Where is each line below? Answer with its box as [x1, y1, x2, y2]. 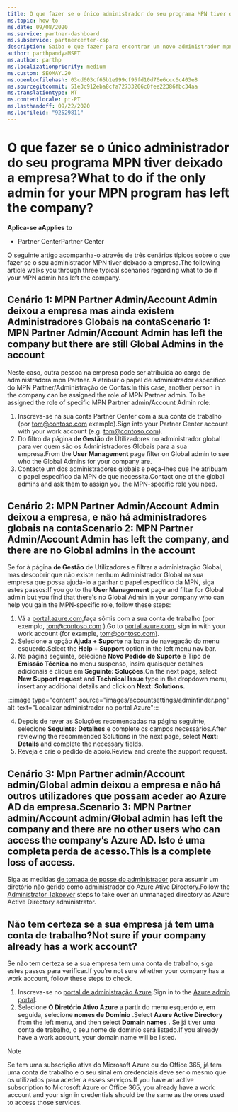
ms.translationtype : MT [7, 89, 78, 96]
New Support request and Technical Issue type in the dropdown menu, [17, 674, 228, 683]
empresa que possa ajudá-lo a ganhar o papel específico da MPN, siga [7, 578, 215, 586]
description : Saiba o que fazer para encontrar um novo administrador [7, 43, 220, 50]
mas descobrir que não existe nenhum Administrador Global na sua [7, 571, 204, 579]
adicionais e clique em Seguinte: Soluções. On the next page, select [17, 667, 217, 676]
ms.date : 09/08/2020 [7, 23, 69, 30]
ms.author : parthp [7, 57, 62, 64]
